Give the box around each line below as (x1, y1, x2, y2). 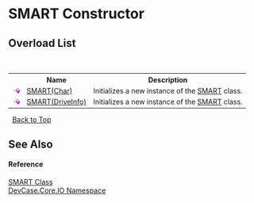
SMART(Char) (26, 86, 73, 95)
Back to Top (11, 114, 52, 124)
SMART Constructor (8, 5, 145, 23)
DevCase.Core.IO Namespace (8, 186, 106, 195)
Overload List (8, 36, 76, 50)
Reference (8, 159, 44, 169)
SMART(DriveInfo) (26, 97, 87, 106)
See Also (8, 137, 53, 151)
